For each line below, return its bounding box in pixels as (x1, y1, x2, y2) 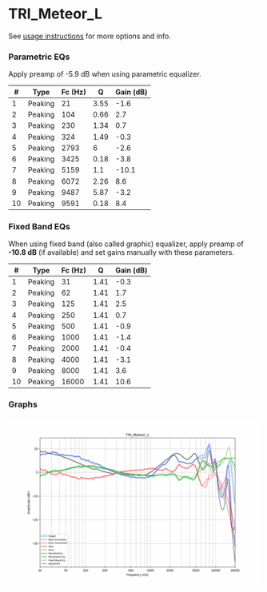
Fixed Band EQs (8, 221, 70, 232)
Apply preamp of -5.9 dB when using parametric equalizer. (8, 70, 201, 79)
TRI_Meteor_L (8, 5, 102, 23)
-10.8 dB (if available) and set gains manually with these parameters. (8, 248, 234, 257)
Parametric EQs (8, 51, 70, 62)
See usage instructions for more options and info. (8, 31, 172, 41)
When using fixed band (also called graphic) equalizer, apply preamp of (8, 239, 244, 248)
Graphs (8, 399, 38, 410)
